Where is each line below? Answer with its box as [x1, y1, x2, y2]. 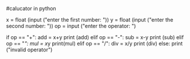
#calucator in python [6, 5, 57, 12]
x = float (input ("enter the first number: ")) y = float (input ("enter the [6, 16, 174, 23]
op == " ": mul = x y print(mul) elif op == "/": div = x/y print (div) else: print [6, 40, 183, 47]
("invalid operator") [6, 46, 53, 53]
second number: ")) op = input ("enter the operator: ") [6, 23, 136, 29]
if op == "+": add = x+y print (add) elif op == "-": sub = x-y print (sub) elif [6, 34, 184, 40]
